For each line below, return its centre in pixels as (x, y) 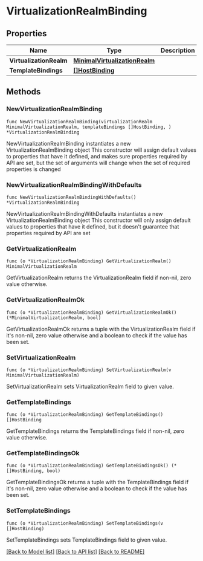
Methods (24, 92)
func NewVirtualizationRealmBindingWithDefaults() (71, 197)
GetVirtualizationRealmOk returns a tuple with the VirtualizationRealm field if (101, 329)
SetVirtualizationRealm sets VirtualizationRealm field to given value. (90, 386)
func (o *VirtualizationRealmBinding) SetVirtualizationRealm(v (89, 370)
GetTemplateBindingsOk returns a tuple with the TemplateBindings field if (98, 482)
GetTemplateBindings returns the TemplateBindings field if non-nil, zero (95, 431)
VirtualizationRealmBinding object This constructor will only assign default (99, 220)
